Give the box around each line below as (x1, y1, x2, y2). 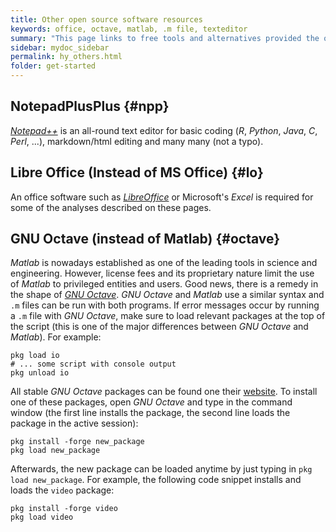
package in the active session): (10, 417, 139, 430)
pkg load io (10, 351, 60, 361)
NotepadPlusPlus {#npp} (10, 98, 170, 115)
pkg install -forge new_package (10, 437, 145, 447)
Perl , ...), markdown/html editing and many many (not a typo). (10, 135, 264, 147)
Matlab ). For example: (10, 331, 102, 343)
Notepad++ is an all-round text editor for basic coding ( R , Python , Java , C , (10, 124, 318, 136)
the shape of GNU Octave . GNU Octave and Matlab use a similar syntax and (10, 289, 325, 301)
